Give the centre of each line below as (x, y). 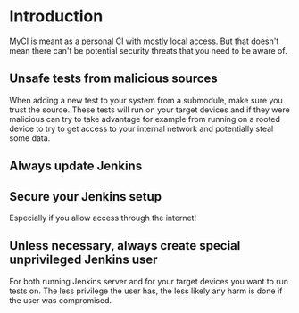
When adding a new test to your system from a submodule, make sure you (146, 100)
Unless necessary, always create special (125, 246)
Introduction (56, 16)
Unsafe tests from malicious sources (114, 79)
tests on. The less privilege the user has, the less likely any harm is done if (146, 291)
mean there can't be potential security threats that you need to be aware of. (148, 50)
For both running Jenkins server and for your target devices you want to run (149, 281)
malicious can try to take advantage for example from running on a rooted (145, 119)
